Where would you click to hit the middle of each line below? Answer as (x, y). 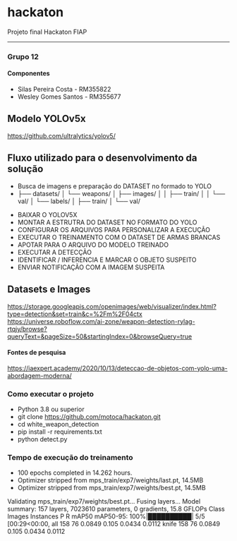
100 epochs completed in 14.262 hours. (75, 473)
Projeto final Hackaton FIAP (47, 32)
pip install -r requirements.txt (60, 432)
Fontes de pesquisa (37, 353)
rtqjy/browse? (27, 329)
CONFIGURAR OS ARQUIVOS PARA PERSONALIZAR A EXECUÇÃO (114, 229)
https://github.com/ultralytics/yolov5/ (62, 135)
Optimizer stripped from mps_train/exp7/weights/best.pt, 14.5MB (111, 488)
